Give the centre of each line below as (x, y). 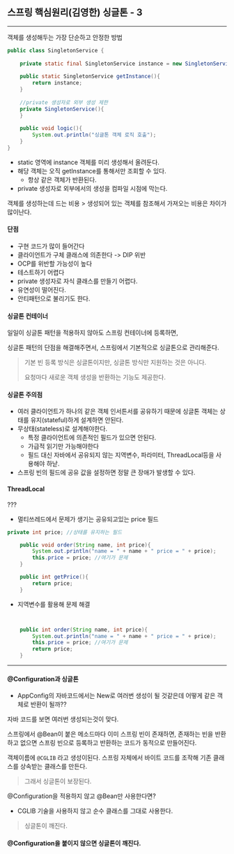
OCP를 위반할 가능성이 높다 (55, 263)
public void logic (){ (51, 129)
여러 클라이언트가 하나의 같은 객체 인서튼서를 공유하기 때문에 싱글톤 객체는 (118, 412)
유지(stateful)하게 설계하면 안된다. (77, 420)
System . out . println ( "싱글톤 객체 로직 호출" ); (94, 135)
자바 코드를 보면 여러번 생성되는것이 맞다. (63, 719)
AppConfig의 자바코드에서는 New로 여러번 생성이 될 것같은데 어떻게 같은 (116, 696)
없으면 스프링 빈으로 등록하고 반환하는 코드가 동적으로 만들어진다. (108, 743)
